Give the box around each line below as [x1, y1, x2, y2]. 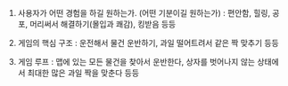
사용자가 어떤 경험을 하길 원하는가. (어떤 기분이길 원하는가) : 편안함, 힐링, [17, 8, 270, 18]
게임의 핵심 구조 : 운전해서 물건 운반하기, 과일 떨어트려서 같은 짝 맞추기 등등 [17, 38, 279, 48]
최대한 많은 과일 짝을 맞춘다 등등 [27, 67, 140, 78]
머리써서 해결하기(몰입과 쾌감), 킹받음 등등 [29, 19, 177, 29]
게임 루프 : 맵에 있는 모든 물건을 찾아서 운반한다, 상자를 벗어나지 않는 [17, 57, 256, 66]
